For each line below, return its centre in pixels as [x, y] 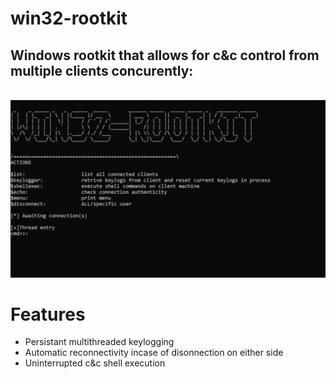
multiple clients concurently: [102, 70]
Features [48, 314]
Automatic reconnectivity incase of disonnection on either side [154, 353]
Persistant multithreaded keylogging [99, 342]
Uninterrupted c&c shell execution [95, 363]
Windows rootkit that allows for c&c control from [165, 55]
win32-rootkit [69, 18]
